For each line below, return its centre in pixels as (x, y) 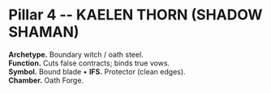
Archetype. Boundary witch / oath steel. (76, 54)
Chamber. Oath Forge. (46, 80)
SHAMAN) (44, 32)
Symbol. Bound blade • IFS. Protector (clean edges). (97, 71)
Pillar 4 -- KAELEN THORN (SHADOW (135, 15)
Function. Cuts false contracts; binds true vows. (89, 63)
